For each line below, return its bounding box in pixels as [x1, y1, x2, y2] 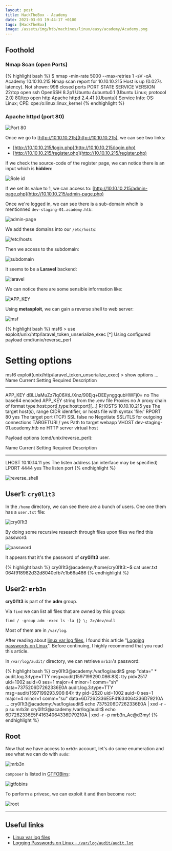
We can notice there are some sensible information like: [5, 286, 123, 292]
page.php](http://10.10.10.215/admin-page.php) [5, 191, 104, 197]
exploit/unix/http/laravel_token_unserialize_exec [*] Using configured [5, 331, 151, 337]
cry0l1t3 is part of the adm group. [5, 598, 78, 604]
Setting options [5, 355, 72, 367]
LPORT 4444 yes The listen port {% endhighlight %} [5, 465, 116, 471]
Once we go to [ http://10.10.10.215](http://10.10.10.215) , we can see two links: [5, 135, 165, 141]
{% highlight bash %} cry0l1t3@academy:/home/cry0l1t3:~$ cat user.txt [5, 564, 158, 570]
